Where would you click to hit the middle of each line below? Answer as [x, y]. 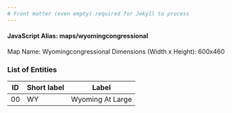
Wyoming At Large [102, 100]
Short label [46, 88]
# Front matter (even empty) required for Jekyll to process [98, 14]
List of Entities [32, 69]
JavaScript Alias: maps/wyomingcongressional [78, 36]
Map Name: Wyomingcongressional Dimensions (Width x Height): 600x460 [116, 51]
